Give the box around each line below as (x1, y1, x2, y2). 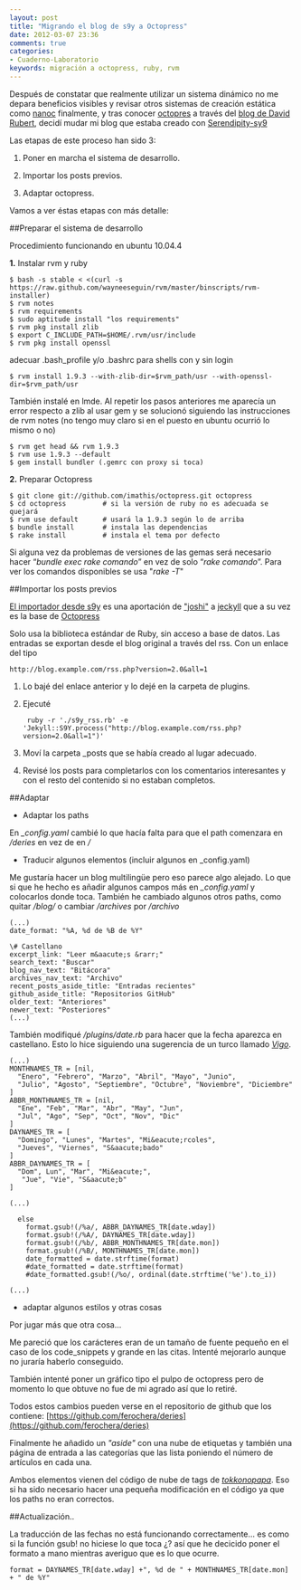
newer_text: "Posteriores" (9, 1005, 111, 1014)
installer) (9, 290, 51, 300)
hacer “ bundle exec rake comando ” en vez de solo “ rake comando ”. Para (9, 556, 282, 566)
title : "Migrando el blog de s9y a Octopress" (9, 22, 188, 31)
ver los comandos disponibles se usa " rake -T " (9, 566, 184, 576)
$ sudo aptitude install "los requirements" (9, 314, 180, 324)
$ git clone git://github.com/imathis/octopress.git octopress (9, 490, 253, 500)
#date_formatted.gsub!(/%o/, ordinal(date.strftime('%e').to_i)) (25, 1270, 277, 1279)
